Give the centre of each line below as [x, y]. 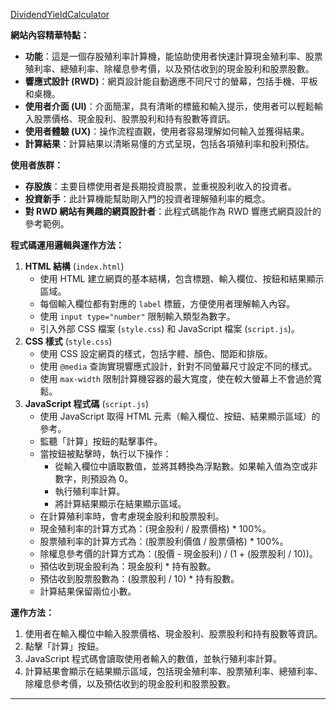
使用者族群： [36, 165]
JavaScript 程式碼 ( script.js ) [87, 403]
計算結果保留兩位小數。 [88, 591]
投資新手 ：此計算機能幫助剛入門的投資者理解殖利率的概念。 [147, 198]
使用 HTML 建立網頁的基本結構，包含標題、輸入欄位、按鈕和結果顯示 [182, 278]
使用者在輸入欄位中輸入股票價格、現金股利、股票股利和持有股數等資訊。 [173, 633]
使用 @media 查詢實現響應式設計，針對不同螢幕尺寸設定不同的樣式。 [178, 366]
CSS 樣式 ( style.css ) [68, 341]
